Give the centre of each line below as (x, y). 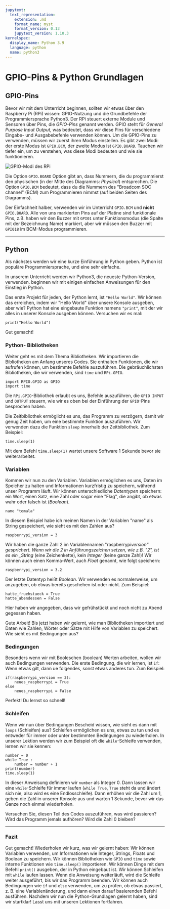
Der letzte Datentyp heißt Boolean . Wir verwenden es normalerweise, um (81, 579)
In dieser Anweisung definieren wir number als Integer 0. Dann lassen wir (80, 783)
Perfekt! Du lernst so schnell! (35, 701)
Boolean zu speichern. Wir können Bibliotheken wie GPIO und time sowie (80, 858)
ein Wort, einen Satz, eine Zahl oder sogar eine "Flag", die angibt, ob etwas (83, 496)
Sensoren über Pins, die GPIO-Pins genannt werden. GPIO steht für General (84, 124)
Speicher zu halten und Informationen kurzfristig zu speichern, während (80, 486)
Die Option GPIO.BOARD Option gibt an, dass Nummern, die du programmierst (84, 176)
